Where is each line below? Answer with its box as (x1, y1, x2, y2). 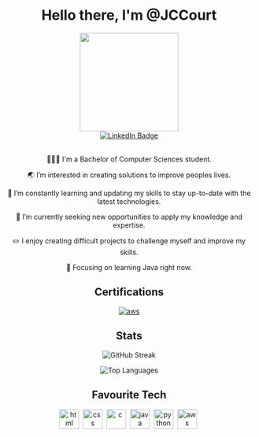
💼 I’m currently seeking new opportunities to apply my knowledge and (15, 212, 243, 221)
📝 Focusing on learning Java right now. (66, 262, 192, 272)
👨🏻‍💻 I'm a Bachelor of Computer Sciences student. (46, 154, 212, 164)
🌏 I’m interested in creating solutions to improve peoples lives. (27, 170, 231, 180)
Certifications (94, 286, 165, 299)
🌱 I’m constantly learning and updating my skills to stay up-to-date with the (7, 188, 251, 198)
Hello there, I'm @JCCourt (41, 6, 217, 24)
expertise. (113, 220, 146, 230)
